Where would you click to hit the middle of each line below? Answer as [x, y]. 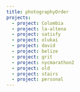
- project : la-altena [39, 29]
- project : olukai [35, 40]
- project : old [31, 68]
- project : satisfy [36, 34]
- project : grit [32, 57]
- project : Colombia [38, 23]
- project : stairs [35, 74]
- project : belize [35, 51]
